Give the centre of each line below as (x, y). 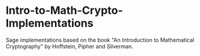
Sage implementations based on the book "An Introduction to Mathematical (100, 40)
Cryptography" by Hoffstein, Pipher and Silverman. (70, 46)
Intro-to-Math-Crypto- (64, 11)
